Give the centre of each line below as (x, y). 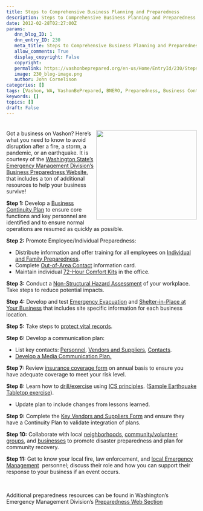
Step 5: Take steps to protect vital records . (60, 326)
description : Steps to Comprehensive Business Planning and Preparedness (101, 18)
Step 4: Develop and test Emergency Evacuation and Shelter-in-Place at (96, 301)
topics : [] (20, 102)
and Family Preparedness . (47, 259)
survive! (16, 191)
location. (17, 314)
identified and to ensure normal (45, 222)
